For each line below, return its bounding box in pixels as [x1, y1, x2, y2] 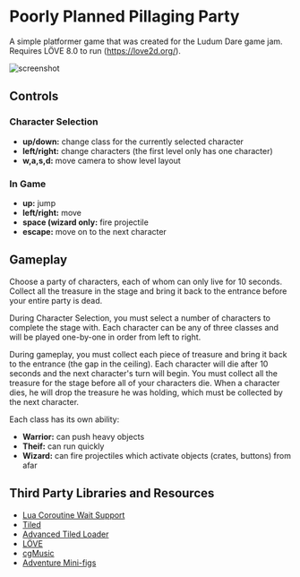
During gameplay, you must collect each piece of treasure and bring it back [9, 349, 287, 359]
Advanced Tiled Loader [21, 529, 109, 539]
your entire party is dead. [9, 295, 103, 306]
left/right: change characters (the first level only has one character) [21, 145, 273, 156]
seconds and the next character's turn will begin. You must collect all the [9, 367, 278, 378]
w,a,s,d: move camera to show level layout [21, 155, 181, 166]
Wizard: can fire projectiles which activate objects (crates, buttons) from [21, 450, 291, 461]
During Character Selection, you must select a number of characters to [9, 312, 271, 323]
